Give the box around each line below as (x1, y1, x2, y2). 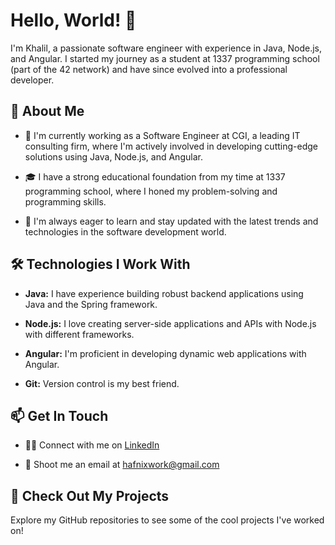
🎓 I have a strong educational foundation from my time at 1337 (24, 170, 286, 183)
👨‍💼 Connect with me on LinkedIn (24, 439, 160, 451)
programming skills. (24, 195, 107, 208)
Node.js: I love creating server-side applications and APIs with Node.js (24, 317, 317, 329)
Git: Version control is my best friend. (24, 377, 180, 389)
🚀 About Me (10, 103, 85, 120)
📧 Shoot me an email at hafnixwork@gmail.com (24, 459, 220, 471)
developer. (10, 74, 55, 86)
